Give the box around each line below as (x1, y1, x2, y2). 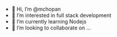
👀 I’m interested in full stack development (11, 12, 112, 19)
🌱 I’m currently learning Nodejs (11, 18, 87, 25)
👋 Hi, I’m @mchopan (11, 6, 61, 12)
